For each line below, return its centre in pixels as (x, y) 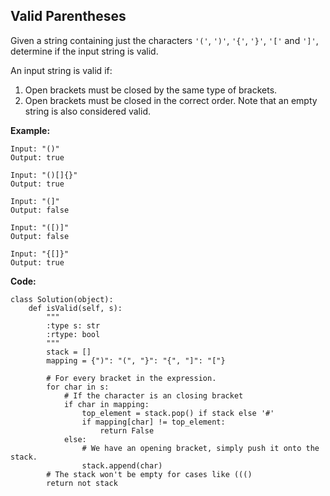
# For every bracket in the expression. (131, 378)
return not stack (82, 483)
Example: (30, 130)
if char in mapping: (106, 404)
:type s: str (73, 325)
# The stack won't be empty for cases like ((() (149, 474)
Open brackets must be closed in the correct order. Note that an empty (171, 100)
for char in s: (78, 387)
